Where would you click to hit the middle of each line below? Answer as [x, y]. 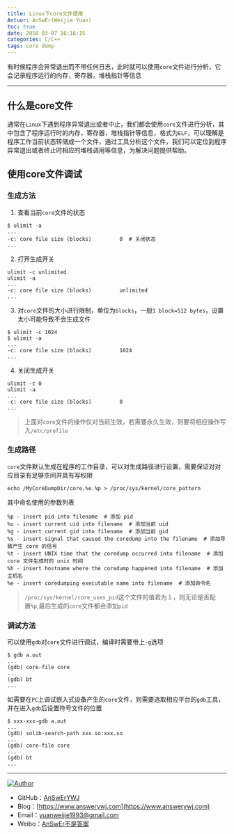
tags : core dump [31, 46]
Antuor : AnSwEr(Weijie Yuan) [49, 20]
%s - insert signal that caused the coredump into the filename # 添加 [114, 539]
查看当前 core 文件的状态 [51, 212]
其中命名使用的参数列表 [41, 502]
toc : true [22, 26]
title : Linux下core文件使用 [45, 14]
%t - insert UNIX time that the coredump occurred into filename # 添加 [116, 553]
